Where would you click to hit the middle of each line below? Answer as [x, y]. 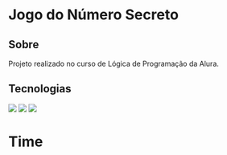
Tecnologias [40, 89]
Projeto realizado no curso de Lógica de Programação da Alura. [114, 63]
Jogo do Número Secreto [94, 15]
